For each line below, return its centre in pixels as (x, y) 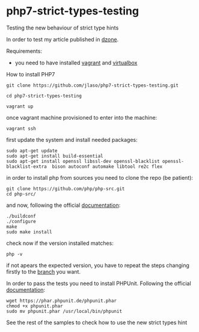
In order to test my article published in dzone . (63, 39)
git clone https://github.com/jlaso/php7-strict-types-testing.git (93, 85)
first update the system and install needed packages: (72, 140)
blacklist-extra (26, 167)
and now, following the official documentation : (63, 205)
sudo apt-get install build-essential (55, 156)
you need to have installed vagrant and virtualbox (76, 63)
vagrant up (20, 106)
